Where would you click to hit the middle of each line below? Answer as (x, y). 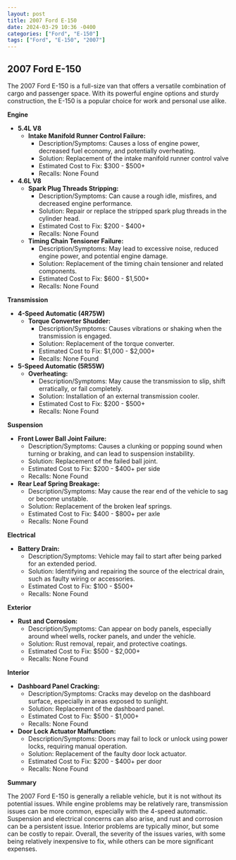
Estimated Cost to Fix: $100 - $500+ (81, 586)
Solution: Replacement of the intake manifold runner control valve (133, 158)
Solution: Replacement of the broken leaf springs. (100, 506)
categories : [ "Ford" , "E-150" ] (53, 34)
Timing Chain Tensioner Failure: (76, 240)
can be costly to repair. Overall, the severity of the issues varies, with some (116, 833)
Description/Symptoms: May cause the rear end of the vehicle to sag (128, 491)
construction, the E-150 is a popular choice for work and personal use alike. (117, 100)
